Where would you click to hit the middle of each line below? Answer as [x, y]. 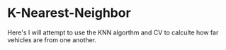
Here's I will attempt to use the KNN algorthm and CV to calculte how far [113, 32]
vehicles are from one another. [52, 39]
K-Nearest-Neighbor [69, 13]
